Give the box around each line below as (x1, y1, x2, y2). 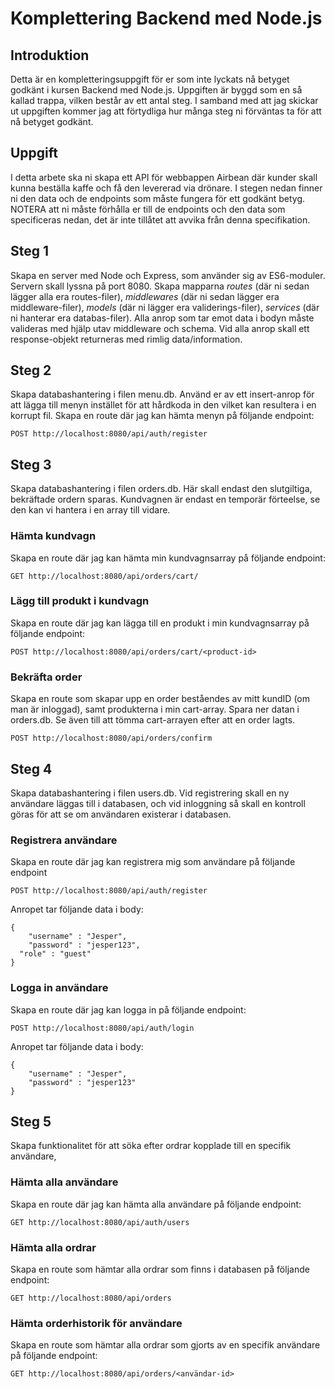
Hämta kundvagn (10, 529, 97, 543)
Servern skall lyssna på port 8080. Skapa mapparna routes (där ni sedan (10, 280, 310, 292)
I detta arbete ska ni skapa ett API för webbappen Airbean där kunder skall (10, 171, 318, 183)
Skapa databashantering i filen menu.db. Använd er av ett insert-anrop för (10, 388, 315, 401)
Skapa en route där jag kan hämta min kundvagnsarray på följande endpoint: (10, 552, 326, 564)
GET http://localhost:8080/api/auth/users (10, 1217, 190, 1227)
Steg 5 (10, 1113, 52, 1130)
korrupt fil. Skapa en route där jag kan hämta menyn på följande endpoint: (10, 410, 315, 422)
